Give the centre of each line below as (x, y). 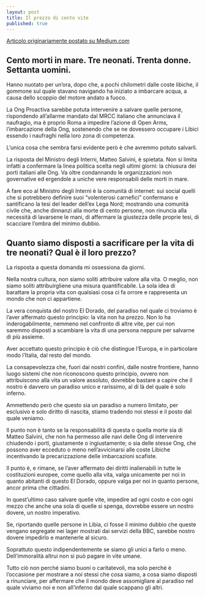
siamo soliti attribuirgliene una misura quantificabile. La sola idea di (91, 286)
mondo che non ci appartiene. (44, 299)
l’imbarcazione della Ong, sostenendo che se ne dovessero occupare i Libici (102, 129)
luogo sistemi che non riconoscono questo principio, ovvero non (88, 373)
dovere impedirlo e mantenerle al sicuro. (57, 537)
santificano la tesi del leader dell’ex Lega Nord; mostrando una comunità (98, 204)
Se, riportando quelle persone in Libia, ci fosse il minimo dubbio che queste (101, 525)
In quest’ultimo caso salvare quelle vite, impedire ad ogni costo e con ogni (100, 499)
